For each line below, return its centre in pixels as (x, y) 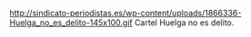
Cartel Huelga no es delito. (185, 23)
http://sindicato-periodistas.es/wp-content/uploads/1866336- (125, 13)
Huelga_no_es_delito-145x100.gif (71, 23)
